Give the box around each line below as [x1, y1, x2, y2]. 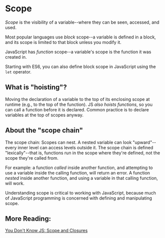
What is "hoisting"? [5, 83, 67, 92]
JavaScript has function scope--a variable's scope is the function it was [5, 49, 152, 55]
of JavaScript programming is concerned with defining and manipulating [5, 195, 152, 201]
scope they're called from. [5, 155, 59, 161]
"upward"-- [132, 139, 157, 145]
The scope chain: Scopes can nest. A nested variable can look [5, 139, 132, 145]
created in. [5, 54, 27, 60]
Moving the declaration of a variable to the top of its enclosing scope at [5, 96, 150, 102]
